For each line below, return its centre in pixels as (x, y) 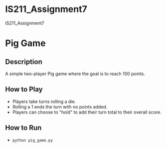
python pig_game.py (33, 140)
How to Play (24, 89)
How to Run (23, 128)
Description (24, 62)
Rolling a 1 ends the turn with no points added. (60, 106)
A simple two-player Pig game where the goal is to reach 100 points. (75, 73)
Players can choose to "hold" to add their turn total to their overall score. (87, 112)
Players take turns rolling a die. (44, 101)
